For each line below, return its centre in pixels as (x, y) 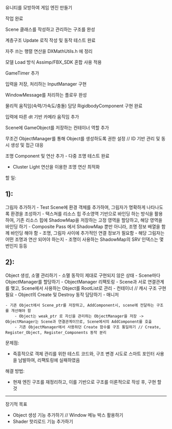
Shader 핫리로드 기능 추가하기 (43, 421)
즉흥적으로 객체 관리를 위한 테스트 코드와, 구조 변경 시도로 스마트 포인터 (84, 353)
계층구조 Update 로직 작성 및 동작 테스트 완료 (50, 40)
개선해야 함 (21, 311)
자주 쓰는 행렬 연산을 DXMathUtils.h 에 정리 (49, 51)
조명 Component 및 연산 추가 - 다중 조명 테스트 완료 (58, 156)
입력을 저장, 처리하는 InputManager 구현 (46, 84)
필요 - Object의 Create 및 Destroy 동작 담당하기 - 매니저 (62, 294)
